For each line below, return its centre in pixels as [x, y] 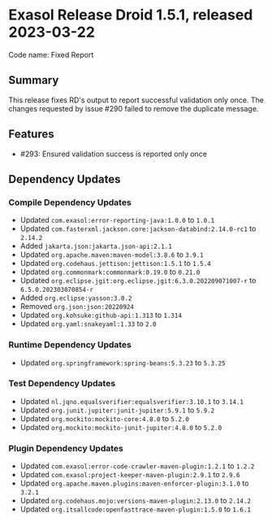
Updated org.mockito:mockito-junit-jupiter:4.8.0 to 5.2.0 [121, 427]
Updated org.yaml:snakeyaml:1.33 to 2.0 [88, 324]
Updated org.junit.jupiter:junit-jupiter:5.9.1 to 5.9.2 [117, 410]
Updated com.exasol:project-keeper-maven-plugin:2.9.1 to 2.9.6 [130, 475]
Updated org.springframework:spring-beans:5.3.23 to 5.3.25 [123, 363]
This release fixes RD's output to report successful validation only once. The [136, 100]
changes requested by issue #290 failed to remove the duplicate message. [134, 108]
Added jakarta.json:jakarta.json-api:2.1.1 [96, 246]
